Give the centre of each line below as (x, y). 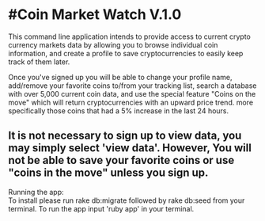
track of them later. (39, 62)
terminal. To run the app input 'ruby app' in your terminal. (101, 208)
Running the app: (36, 192)
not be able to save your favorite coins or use (121, 160)
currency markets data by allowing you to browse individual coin (113, 44)
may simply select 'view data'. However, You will (130, 148)
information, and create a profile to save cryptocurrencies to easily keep (126, 53)
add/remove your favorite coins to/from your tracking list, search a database (132, 86)
